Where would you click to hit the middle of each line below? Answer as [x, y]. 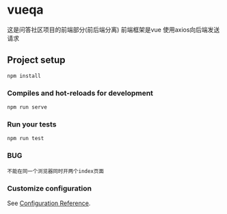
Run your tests [32, 124]
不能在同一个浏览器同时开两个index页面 [56, 171]
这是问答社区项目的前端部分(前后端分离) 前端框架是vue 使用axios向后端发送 [113, 29]
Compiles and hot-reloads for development [80, 93]
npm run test [26, 139]
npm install [24, 76]
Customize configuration [50, 188]
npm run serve [27, 107]
